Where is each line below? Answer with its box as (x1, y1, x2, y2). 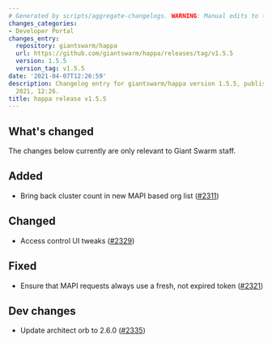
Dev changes (8, 304, 77, 318)
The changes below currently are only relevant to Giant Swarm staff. (8, 146, 236, 156)
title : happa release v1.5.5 (8, 95, 107, 103)
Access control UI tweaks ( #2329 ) (19, 235, 135, 245)
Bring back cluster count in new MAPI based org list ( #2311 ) (19, 191, 220, 201)
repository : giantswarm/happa (15, 42, 117, 50)
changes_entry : (8, 34, 60, 43)
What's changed (8, 125, 95, 138)
